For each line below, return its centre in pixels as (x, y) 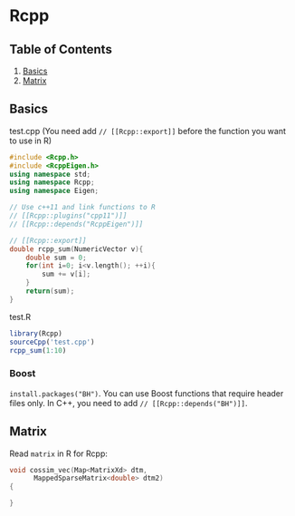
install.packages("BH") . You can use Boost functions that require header (147, 393)
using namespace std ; (50, 174)
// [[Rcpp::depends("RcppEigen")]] (76, 224)
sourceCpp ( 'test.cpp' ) (52, 342)
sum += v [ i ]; (67, 274)
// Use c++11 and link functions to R (82, 208)
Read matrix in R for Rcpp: (59, 453)
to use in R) (31, 141)
